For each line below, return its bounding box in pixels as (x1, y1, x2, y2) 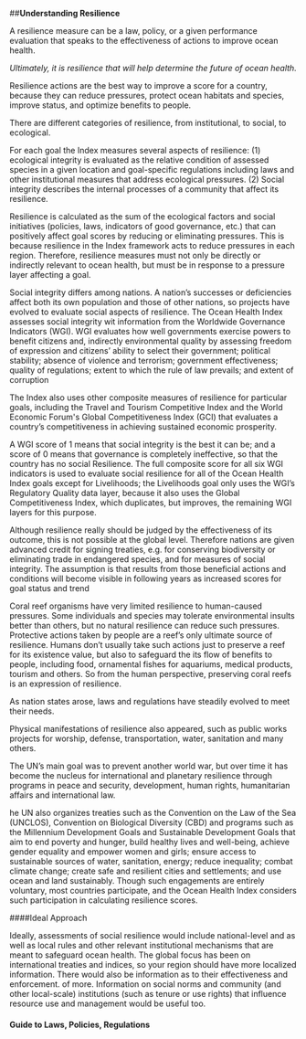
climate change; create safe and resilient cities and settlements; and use (9, 865, 281, 876)
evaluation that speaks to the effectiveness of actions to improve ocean (9, 36, 279, 46)
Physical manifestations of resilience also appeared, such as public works (9, 724, 288, 734)
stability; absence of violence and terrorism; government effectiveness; (9, 355, 279, 366)
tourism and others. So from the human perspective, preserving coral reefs (9, 669, 292, 679)
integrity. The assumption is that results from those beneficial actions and (9, 564, 287, 574)
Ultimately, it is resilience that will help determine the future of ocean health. (9, 63, 297, 73)
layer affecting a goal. (9, 270, 91, 280)
